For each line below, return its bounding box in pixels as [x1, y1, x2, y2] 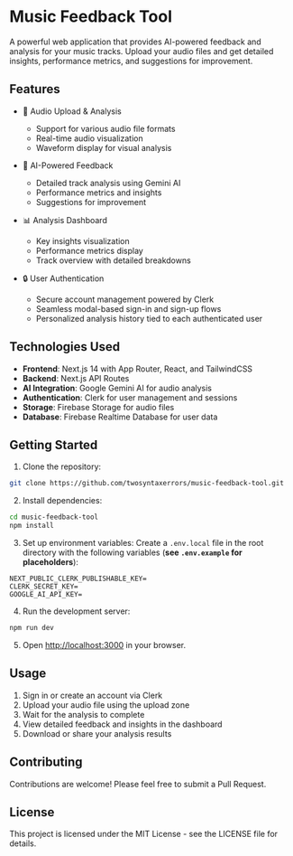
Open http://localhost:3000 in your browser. [22, 639, 187, 650]
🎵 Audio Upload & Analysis [22, 106, 122, 117]
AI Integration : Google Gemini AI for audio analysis [22, 382, 212, 393]
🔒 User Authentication [22, 273, 105, 284]
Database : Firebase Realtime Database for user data [22, 411, 218, 422]
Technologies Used [9, 339, 120, 354]
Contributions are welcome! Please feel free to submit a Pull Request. [9, 778, 267, 789]
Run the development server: [22, 606, 131, 616]
